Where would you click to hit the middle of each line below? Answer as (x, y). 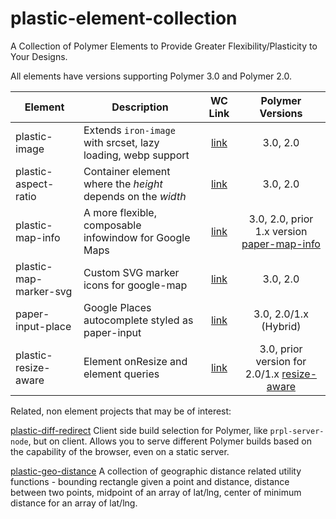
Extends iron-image (129, 130)
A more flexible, (120, 212)
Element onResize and (135, 361)
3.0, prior (281, 349)
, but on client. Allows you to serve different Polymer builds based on (170, 441)
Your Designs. (39, 56)
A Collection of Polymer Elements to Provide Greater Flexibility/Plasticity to (164, 46)
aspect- (35, 184)
